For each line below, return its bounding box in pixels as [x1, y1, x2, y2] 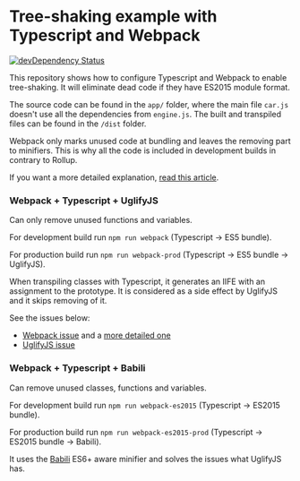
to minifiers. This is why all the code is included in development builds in [9, 145, 277, 156]
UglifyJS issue [21, 339, 76, 350]
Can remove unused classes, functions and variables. [9, 382, 208, 393]
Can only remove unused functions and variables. [9, 215, 193, 226]
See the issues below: [9, 313, 90, 323]
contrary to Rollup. [9, 154, 78, 165]
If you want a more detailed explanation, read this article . [9, 172, 219, 183]
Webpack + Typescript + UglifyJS [9, 194, 159, 207]
